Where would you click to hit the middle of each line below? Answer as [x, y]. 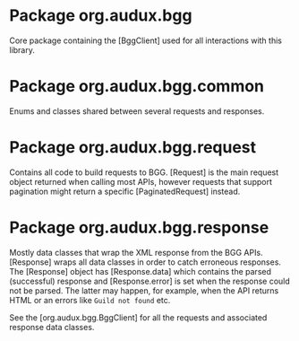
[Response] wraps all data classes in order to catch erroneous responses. [145, 262]
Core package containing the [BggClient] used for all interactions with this [145, 40]
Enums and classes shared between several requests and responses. [137, 111]
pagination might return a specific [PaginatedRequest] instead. [125, 191]
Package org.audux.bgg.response [139, 227]
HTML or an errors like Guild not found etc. [90, 300]
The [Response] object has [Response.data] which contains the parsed [140, 271]
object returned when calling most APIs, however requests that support [141, 181]
